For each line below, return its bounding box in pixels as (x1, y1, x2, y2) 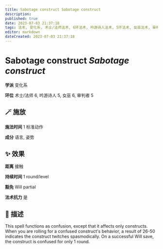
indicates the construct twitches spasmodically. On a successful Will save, (5, 233, 154, 239)
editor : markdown (5, 30, 40, 34)
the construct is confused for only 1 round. (5, 239, 90, 245)
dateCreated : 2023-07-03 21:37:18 (5, 34, 75, 39)
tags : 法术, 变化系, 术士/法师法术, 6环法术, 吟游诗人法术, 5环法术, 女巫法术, (5, 25, 150, 30)
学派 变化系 (5, 82, 28, 88)
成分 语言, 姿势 (5, 134, 34, 140)
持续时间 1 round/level (5, 174, 49, 180)
